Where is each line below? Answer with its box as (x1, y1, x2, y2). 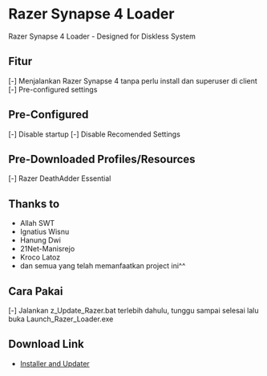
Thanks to (8, 197, 60, 210)
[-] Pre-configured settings (8, 84, 98, 94)
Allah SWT (19, 219, 55, 228)
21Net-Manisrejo (19, 244, 75, 254)
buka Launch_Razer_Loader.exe (8, 314, 114, 324)
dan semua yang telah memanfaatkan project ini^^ (19, 261, 186, 271)
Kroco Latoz (19, 252, 61, 262)
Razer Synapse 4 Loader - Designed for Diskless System (8, 31, 196, 41)
